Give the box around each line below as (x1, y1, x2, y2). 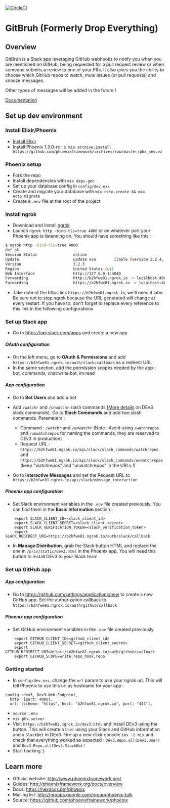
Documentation (5, 97, 37, 103)
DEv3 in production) (20, 435, 62, 442)
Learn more (5, 762, 42, 771)
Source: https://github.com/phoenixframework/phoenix (12, 797, 128, 803)
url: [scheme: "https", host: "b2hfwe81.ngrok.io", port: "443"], (10, 701, 153, 706)
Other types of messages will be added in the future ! (5, 87, 116, 93)
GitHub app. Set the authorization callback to (12, 597, 107, 603)
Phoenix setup (5, 161, 41, 168)
